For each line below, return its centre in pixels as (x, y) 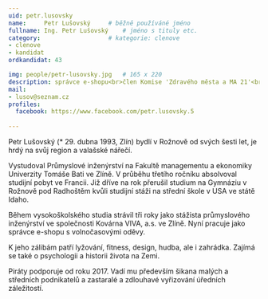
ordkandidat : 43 (35, 61)
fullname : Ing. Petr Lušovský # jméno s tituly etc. (103, 30)
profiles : (25, 104)
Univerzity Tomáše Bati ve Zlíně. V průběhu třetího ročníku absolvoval (123, 174)
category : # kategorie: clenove (94, 38)
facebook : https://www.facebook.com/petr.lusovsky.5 (105, 112)
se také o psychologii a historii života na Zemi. (84, 256)
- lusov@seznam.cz (39, 96)
